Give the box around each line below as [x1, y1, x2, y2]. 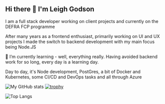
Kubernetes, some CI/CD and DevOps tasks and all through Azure [5, 73, 142, 80]
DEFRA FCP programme [5, 23, 56, 29]
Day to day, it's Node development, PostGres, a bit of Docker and [5, 68, 141, 74]
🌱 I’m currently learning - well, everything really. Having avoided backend [5, 53, 158, 59]
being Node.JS [5, 43, 36, 50]
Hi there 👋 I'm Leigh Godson [5, 5, 95, 13]
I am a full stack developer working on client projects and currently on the [5, 18, 159, 24]
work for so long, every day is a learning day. [5, 58, 99, 65]
